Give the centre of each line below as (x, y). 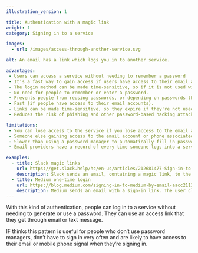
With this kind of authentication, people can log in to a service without (91, 208)
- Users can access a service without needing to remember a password (97, 76)
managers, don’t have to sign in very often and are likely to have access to (96, 238)
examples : (18, 158)
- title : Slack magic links (46, 163)
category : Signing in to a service (50, 33)
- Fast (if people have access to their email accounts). (81, 104)
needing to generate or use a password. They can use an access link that (95, 213)
